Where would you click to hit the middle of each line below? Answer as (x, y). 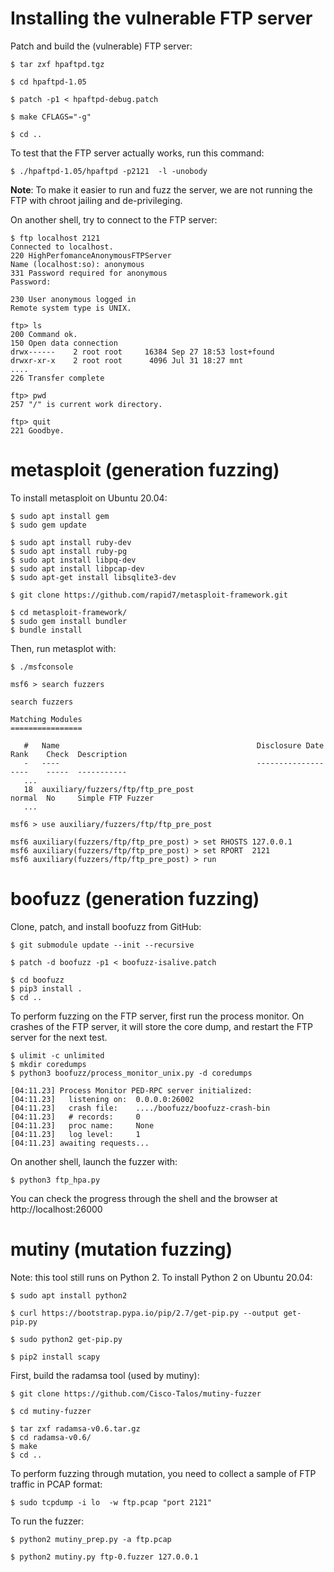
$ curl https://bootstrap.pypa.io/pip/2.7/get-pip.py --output (145, 1313)
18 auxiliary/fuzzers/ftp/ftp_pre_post (109, 789)
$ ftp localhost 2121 (55, 238)
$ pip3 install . (46, 988)
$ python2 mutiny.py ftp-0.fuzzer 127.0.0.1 (104, 1557)
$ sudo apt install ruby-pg (69, 551)
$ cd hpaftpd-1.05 (48, 82)
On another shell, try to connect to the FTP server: (114, 219)
